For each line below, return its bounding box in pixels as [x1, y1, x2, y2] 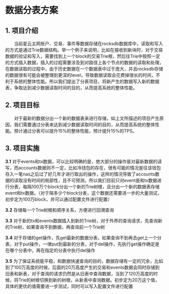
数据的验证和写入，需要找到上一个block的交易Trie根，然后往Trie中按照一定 [5, 53, 160, 59]
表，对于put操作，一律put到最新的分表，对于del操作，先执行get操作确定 [5, 241, 155, 247]
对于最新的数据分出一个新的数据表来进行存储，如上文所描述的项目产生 [14, 115, 159, 121]
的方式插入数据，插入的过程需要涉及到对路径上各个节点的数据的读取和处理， [5, 60, 164, 66]
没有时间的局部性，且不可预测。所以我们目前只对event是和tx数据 [22, 177, 157, 183]
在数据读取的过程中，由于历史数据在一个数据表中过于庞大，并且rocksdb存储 [5, 66, 163, 72]
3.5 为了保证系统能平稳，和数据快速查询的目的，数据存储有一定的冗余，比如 [5, 258, 163, 264]
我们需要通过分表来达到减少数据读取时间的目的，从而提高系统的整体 [14, 122, 155, 128]
